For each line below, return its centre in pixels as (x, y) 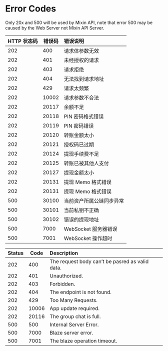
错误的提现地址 (81, 219)
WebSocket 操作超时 (88, 238)
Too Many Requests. (74, 300)
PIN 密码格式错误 (84, 116)
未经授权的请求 (81, 60)
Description (64, 253)
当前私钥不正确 (81, 210)
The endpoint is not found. (80, 292)
